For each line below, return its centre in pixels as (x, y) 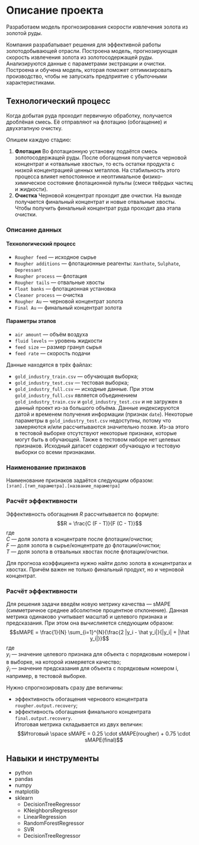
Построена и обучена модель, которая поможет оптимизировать (89, 70)
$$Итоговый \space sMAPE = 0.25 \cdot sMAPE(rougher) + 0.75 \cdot (104, 733)
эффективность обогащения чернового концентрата (81, 699)
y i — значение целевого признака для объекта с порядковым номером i (98, 655)
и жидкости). (31, 189)
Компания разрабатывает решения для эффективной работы (84, 45)
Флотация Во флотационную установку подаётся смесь (86, 151)
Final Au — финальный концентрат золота (68, 307)
